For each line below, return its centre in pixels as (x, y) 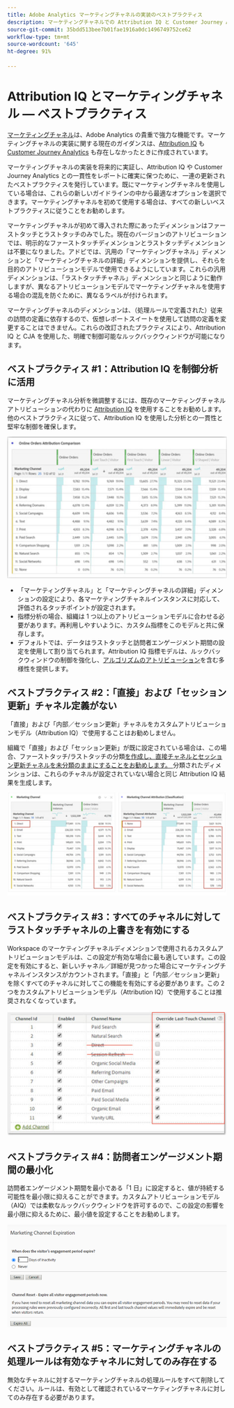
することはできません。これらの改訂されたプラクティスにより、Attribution (119, 327)
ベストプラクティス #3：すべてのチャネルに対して (114, 917)
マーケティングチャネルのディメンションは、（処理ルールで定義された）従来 (115, 310)
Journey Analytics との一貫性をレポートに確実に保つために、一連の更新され (116, 175)
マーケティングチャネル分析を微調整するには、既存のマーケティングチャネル (117, 400)
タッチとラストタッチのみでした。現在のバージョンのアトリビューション (123, 234)
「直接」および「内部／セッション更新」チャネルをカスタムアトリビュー (111, 724)
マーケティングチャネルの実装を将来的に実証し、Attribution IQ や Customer (115, 167)
